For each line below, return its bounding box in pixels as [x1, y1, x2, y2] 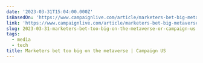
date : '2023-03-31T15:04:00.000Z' [6, 8, 94, 15]
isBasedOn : [6, 14, 34, 20]
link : [6, 20, 20, 26]
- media [11, 37, 31, 43]
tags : [6, 31, 20, 37]
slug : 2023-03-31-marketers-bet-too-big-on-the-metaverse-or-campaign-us [6, 25, 196, 32]
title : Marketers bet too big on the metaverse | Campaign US [6, 48, 166, 54]
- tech [11, 43, 28, 49]
